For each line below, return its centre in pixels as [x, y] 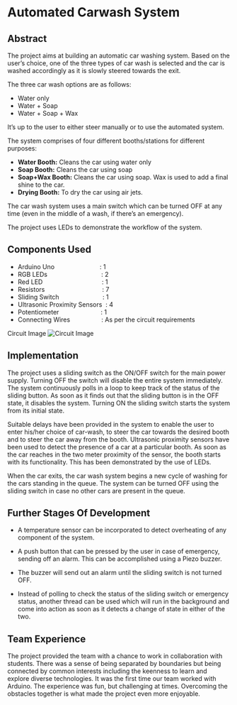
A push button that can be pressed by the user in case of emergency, [119, 552]
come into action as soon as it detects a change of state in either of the [121, 609]
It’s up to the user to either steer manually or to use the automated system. [116, 127]
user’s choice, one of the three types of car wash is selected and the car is [116, 63]
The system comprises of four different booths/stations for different [106, 141]
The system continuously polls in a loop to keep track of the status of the [114, 388]
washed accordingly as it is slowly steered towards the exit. [94, 71]
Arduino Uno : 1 [62, 266]
